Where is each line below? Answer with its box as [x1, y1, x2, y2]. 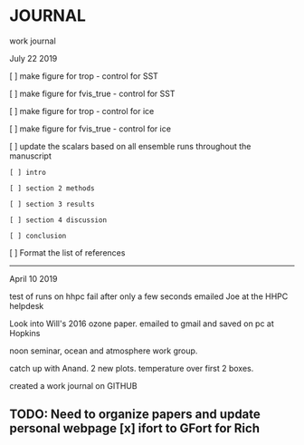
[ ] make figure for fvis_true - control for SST [9, 88, 176, 99]
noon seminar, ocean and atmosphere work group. [9, 345, 198, 356]
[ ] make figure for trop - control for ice [9, 105, 155, 116]
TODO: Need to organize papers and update [9, 407, 261, 422]
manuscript [9, 150, 52, 161]
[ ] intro [9, 168, 47, 177]
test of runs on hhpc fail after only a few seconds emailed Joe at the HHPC [9, 291, 289, 302]
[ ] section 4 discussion [9, 215, 107, 225]
